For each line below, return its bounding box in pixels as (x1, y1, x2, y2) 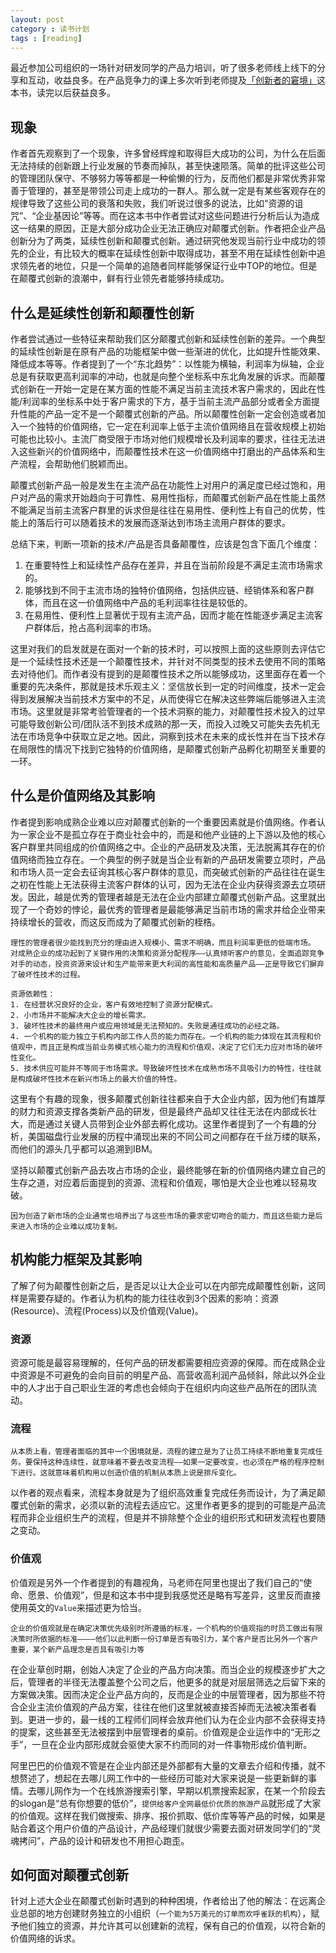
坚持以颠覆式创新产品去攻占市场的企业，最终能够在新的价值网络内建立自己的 (10, 1164, 326, 1176)
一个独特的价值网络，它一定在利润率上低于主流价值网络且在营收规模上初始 (18, 421, 326, 432)
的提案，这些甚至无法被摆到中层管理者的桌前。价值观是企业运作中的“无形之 (10, 1726, 322, 1738)
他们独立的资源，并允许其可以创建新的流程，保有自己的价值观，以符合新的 (18, 1920, 326, 1932)
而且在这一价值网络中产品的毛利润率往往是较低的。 (42, 597, 253, 608)
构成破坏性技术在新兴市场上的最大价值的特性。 (17, 1074, 182, 1084)
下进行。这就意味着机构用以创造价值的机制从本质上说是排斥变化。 (10, 1468, 242, 1478)
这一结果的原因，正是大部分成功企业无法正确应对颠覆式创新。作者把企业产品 (10, 222, 326, 235)
